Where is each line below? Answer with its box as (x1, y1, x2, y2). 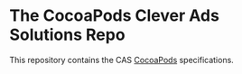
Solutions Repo (9, 24, 126, 45)
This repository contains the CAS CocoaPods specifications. (9, 54, 235, 65)
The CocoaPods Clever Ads (9, 5, 219, 26)
